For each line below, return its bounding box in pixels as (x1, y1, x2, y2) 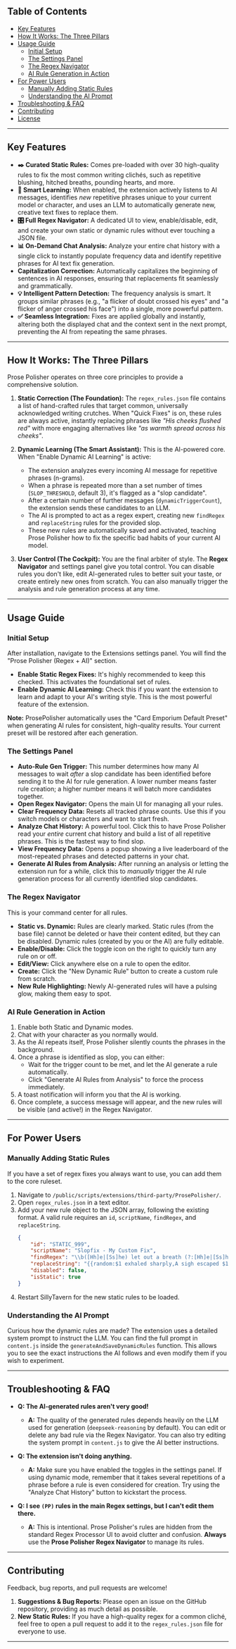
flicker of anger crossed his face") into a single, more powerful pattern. (17, 304, 223, 313)
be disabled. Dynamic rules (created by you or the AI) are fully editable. (17, 937, 224, 945)
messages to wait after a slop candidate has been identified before (17, 770, 212, 778)
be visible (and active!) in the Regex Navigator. (17, 1106, 152, 1114)
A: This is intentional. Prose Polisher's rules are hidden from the (27, 1522, 213, 1531)
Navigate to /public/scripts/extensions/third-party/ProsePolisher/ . (17, 1190, 221, 1199)
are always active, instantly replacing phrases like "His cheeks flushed (17, 416, 221, 425)
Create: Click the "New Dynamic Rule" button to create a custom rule (17, 967, 218, 975)
